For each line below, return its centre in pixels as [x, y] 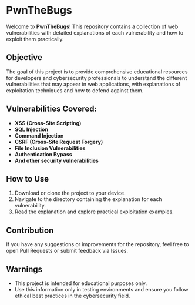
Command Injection [39, 135]
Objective [24, 57]
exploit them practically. [35, 39]
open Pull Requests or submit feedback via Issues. [67, 251]
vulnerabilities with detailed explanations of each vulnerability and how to [95, 32]
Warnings [24, 269]
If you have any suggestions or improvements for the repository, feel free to [97, 244]
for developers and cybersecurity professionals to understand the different [97, 78]
